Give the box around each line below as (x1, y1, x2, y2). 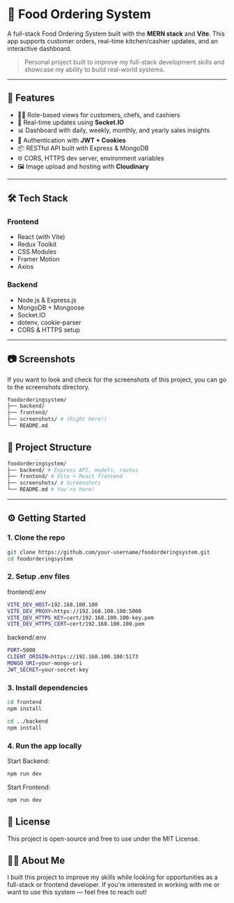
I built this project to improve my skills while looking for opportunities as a (7, 873, 218, 881)
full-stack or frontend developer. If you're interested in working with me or (7, 881, 220, 889)
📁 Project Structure (7, 442, 92, 454)
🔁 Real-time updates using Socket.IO (17, 118, 124, 127)
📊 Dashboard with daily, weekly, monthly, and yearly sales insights (17, 126, 210, 134)
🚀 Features (7, 92, 55, 104)
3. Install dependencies (7, 683, 88, 693)
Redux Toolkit (17, 240, 57, 249)
